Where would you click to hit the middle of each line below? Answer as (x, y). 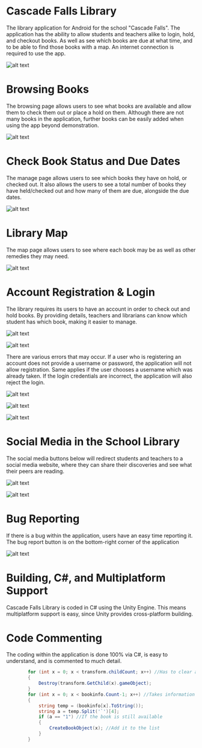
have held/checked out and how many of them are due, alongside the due (98, 190)
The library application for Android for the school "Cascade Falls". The (93, 28)
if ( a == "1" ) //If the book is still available (100, 717)
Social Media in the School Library (93, 441)
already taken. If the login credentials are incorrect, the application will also (99, 376)
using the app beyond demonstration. (53, 125)
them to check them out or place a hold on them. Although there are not (95, 112)
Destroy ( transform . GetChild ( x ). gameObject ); (95, 684)
